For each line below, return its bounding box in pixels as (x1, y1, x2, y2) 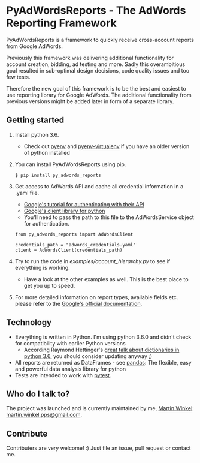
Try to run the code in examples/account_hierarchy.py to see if (14, 257, 171, 264)
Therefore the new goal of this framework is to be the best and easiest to (6, 85, 187, 92)
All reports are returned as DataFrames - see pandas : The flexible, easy (14, 359, 192, 366)
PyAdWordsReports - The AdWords (6, 4, 186, 17)
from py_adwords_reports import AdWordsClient (14, 231, 134, 237)
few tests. (6, 73, 31, 80)
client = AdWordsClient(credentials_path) (14, 247, 123, 253)
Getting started (6, 115, 65, 125)
